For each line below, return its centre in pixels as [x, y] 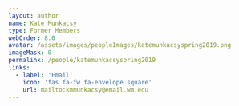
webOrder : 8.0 [32, 38]
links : [19, 68]
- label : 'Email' [45, 75]
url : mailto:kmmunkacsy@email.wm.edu [86, 90]
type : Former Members [45, 30]
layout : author [34, 16]
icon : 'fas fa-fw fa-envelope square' [87, 82]
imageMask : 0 [30, 53]
